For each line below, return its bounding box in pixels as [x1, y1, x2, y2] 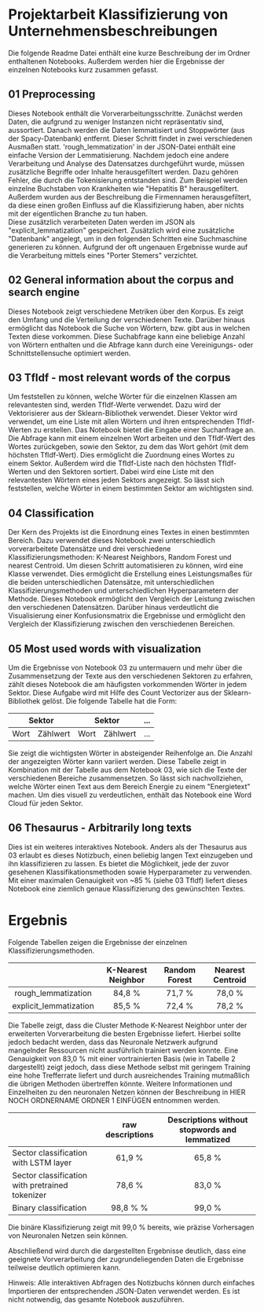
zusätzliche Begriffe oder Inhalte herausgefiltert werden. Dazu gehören [8, 167, 239, 176]
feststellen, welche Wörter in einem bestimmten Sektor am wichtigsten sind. [8, 483, 254, 493]
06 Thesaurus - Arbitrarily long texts [8, 821, 192, 835]
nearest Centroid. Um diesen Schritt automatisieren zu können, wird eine [8, 560, 244, 571]
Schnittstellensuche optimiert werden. [8, 348, 131, 358]
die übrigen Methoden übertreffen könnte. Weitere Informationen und [8, 1079, 233, 1088]
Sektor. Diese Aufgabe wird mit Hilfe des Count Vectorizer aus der [8, 688, 222, 697]
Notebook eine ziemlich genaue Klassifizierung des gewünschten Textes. [8, 884, 246, 893]
